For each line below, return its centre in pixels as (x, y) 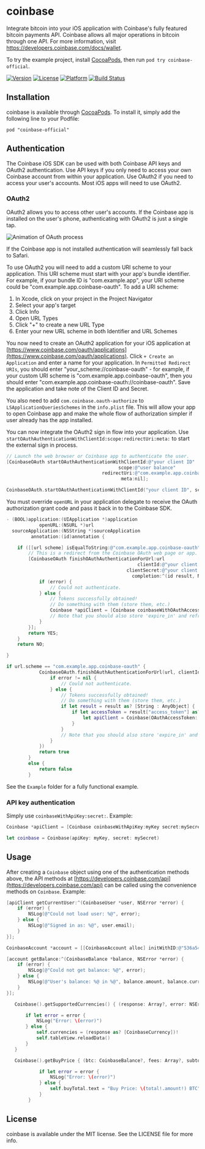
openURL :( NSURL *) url (67, 525)
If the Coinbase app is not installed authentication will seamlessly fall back (100, 249)
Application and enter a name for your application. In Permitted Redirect (99, 362)
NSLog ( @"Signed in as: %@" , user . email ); (82, 926)
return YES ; (44, 633)
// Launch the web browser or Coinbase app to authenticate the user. (98, 456)
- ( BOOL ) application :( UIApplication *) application (72, 520)
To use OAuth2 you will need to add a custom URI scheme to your (89, 267)
